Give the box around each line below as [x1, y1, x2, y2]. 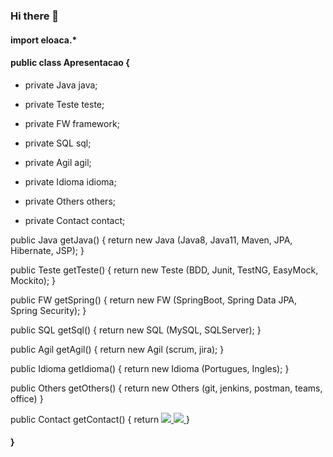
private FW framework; [24, 117, 120, 129]
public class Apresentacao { [10, 57, 130, 69]
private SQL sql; [24, 137, 92, 149]
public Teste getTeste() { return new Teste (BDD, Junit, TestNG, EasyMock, [10, 264, 319, 276]
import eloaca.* [10, 34, 78, 46]
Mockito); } [10, 274, 57, 286]
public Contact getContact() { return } [10, 413, 191, 425]
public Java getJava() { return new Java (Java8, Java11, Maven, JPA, [10, 234, 293, 246]
